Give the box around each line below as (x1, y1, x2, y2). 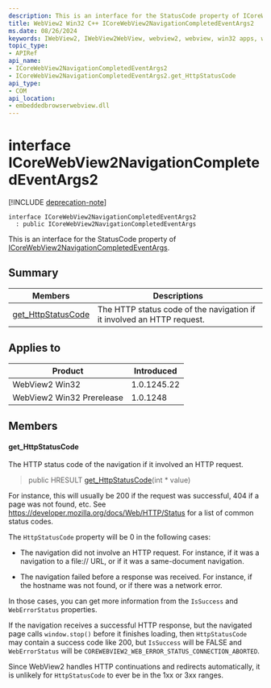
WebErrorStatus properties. (8, 605, 98, 615)
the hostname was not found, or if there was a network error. (19, 581, 223, 590)
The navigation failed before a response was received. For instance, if (19, 572, 252, 582)
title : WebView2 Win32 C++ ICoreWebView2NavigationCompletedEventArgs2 (8, 19, 254, 27)
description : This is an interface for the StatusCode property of (8, 11, 240, 20)
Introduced (133, 365, 177, 376)
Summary (8, 266, 59, 280)
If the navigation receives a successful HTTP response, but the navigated (8, 620, 252, 630)
